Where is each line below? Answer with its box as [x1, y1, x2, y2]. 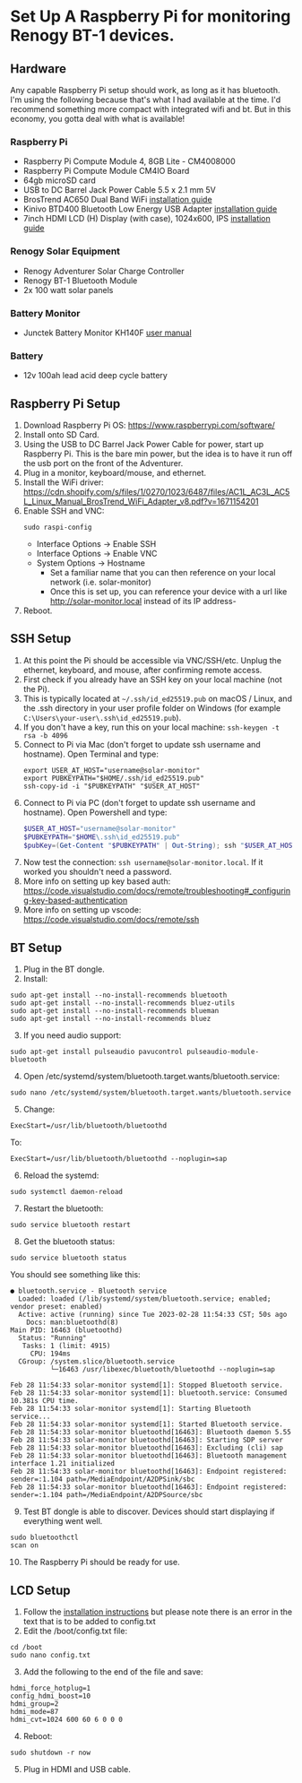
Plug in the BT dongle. [22, 964, 106, 974]
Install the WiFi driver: [22, 477, 104, 488]
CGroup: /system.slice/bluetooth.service [18, 1357, 176, 1366]
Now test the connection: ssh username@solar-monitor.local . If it [22, 857, 263, 868]
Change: [22, 1104, 56, 1115]
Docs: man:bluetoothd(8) [26, 1318, 119, 1328]
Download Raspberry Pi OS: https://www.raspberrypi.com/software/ [22, 420, 276, 430]
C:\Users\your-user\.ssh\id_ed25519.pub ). [22, 712, 182, 723]
